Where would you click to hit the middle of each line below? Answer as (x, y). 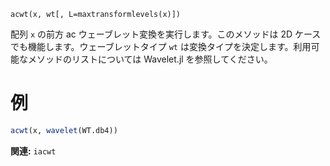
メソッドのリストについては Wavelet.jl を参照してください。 (150, 59)
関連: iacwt (33, 151)
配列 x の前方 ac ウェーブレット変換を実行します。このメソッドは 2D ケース (166, 34)
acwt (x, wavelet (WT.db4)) (64, 130)
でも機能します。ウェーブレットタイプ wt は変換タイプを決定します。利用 (161, 46)
